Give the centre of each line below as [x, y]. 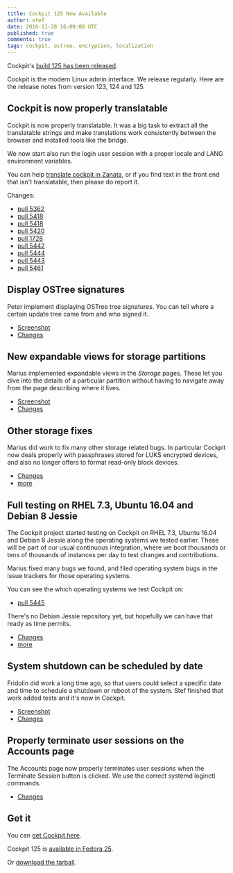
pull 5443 [31, 260]
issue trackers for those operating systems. [69, 576]
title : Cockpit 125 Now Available [57, 14]
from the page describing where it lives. [64, 388]
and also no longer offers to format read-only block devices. [93, 463]
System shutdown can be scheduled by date [105, 666]
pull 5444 [31, 253]
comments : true [29, 40]
